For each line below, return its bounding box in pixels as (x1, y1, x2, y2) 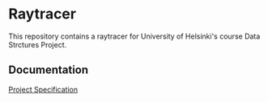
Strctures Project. (8, 39, 67, 49)
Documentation (8, 63, 89, 77)
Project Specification (8, 84, 79, 94)
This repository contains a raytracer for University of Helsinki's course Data (8, 31, 261, 41)
